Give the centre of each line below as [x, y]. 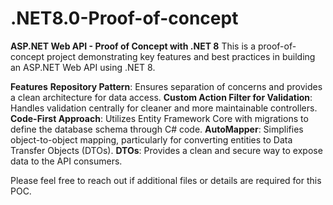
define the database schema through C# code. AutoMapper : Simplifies [157, 129]
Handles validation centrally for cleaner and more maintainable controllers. [164, 108]
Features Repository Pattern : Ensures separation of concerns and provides [166, 86]
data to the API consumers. [66, 161]
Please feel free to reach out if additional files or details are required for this [166, 180]
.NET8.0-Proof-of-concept [124, 18]
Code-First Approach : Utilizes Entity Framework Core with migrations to [159, 118]
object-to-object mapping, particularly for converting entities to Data [151, 139]
